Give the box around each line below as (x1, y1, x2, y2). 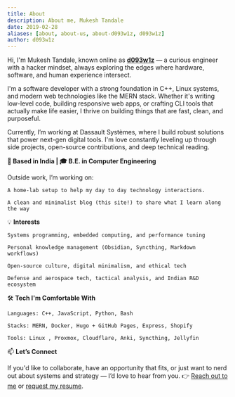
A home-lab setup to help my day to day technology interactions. (7, 187, 206, 194)
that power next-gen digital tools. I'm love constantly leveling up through (7, 135, 217, 144)
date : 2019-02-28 (7, 23, 58, 30)
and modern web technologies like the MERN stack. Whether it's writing (7, 92, 215, 101)
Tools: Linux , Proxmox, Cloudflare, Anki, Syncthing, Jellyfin (7, 335, 199, 342)
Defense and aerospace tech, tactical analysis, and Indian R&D (7, 275, 199, 282)
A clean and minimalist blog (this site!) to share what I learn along (7, 199, 221, 206)
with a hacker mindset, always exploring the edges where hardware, (7, 63, 205, 72)
